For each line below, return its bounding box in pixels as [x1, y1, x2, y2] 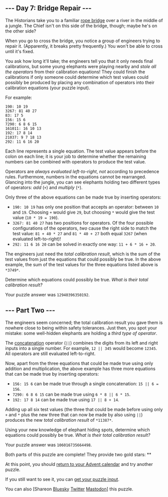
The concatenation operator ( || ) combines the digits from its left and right [5, 340, 158, 346]
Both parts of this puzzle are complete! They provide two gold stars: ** [5, 451, 151, 457]
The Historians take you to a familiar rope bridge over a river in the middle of [5, 17, 163, 23]
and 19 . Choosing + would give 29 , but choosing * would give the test [12, 209, 155, 215]
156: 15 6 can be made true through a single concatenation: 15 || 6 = [12, 381, 159, 387]
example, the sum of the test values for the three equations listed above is [5, 261, 158, 267]
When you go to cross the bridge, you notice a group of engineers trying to [5, 38, 160, 44]
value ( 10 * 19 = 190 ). [12, 214, 59, 220]
